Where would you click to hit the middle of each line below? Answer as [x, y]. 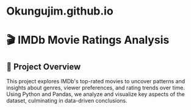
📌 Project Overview [44, 67]
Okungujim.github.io [60, 11]
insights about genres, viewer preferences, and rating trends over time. [95, 88]
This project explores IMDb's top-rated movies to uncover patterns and [96, 81]
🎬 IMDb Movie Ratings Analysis [88, 40]
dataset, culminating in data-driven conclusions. [67, 101]
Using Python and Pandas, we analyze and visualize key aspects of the [95, 94]
